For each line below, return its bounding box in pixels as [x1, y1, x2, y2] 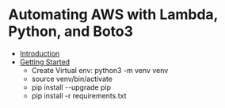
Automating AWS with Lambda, [8, 6, 219, 24]
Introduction [19, 48, 60, 58]
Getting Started [19, 57, 70, 67]
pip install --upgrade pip [31, 82, 112, 92]
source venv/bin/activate [31, 74, 113, 83]
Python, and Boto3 [8, 22, 133, 40]
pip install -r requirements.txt [31, 91, 127, 100]
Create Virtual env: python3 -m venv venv [31, 65, 169, 75]
